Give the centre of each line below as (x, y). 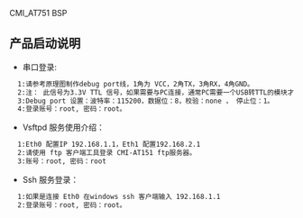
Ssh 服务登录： (50, 179)
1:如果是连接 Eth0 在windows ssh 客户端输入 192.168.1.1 (119, 196)
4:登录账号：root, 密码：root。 (72, 109)
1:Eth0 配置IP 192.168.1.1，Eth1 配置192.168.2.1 (109, 145)
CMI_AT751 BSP (38, 13)
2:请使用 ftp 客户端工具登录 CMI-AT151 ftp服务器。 (107, 153)
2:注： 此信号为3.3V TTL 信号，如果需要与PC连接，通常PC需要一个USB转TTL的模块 (152, 92)
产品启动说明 (45, 44)
